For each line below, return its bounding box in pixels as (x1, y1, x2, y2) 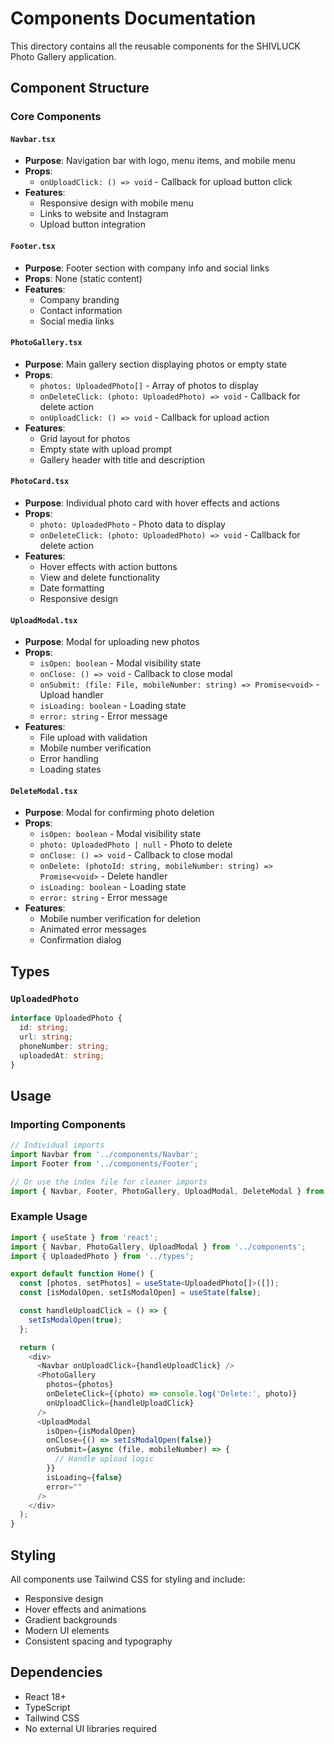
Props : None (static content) (24, 272, 143, 284)
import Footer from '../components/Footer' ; (10, 1158, 199, 1169)
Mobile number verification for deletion (39, 913, 201, 925)
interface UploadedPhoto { (10, 1013, 123, 1024)
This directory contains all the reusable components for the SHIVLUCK (10, 40, 302, 52)
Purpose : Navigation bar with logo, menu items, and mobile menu (24, 155, 296, 167)
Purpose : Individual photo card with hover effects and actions (24, 497, 280, 509)
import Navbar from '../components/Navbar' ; (10, 1149, 199, 1159)
